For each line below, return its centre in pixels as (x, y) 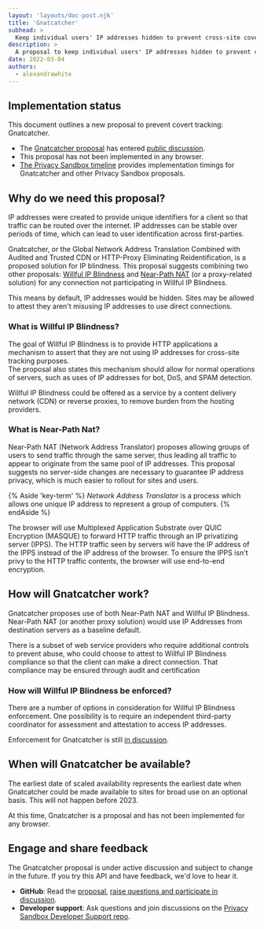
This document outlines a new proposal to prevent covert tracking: (116, 125)
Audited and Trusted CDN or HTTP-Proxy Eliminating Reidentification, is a (127, 257)
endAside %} (29, 512)
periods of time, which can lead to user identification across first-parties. (126, 234)
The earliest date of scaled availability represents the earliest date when (125, 783)
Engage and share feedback (78, 848)
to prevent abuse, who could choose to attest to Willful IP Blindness (117, 653)
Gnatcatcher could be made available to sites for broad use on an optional (128, 791)
